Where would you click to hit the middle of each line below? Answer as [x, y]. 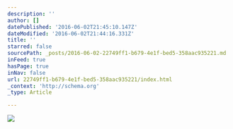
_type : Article [30, 92]
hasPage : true [28, 66]
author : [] [23, 20]
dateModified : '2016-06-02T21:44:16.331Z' [71, 33]
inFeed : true [27, 60]
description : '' [31, 14]
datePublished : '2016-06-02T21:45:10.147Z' [73, 27]
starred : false [30, 47]
